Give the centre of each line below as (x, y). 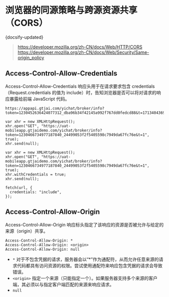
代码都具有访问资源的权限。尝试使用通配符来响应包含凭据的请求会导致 (90, 265)
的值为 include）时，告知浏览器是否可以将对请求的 (104, 92)
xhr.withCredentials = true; (36, 174)
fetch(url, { (19, 188)
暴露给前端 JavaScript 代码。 (39, 99)
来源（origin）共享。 (27, 231)
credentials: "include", (36, 192)
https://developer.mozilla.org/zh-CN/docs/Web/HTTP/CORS (80, 47)
